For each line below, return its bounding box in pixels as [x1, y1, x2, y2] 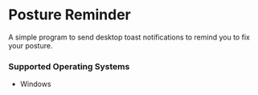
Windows [19, 79, 51, 89]
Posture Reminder [8, 6, 131, 24]
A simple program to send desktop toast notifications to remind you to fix [8, 32, 251, 42]
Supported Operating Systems [8, 60, 130, 72]
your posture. [8, 40, 53, 50]
